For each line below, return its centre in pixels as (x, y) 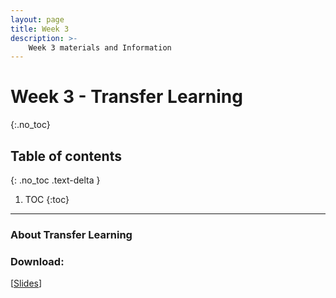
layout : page (37, 19)
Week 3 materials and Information (100, 47)
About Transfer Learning (71, 234)
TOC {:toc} (47, 199)
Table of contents (66, 156)
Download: (37, 261)
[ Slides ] (26, 283)
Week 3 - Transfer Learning (126, 97)
